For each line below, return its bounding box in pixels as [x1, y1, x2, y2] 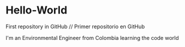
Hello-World [5, 4, 68, 17]
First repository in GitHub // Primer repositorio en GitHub [5, 23, 145, 30]
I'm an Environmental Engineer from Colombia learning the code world [5, 34, 179, 41]
